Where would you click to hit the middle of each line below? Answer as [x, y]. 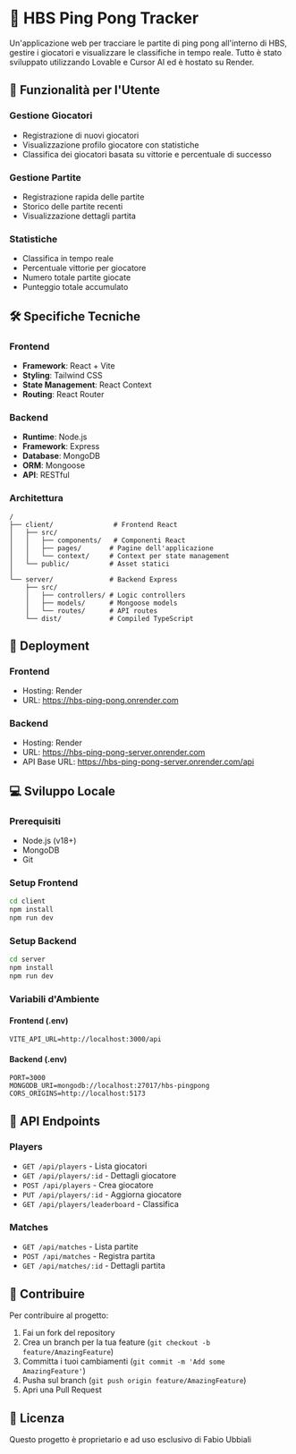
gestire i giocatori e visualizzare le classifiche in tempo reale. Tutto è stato [146, 52]
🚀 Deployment [49, 646]
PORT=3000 [28, 1078]
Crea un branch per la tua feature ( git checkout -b [116, 1342]
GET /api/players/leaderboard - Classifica [100, 1204]
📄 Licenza [37, 1418]
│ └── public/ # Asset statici [89, 564]
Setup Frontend [44, 883]
